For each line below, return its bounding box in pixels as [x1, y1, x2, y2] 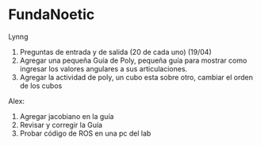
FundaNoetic [8, 6, 95, 24]
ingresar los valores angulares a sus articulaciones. [19, 63, 188, 73]
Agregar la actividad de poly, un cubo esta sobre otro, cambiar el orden [19, 72, 254, 82]
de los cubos [19, 81, 63, 90]
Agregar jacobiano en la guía [19, 111, 114, 121]
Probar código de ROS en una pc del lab [19, 129, 152, 138]
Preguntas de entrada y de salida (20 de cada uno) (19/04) [19, 47, 212, 56]
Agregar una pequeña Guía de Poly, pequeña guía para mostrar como [19, 56, 248, 65]
